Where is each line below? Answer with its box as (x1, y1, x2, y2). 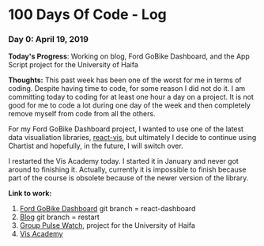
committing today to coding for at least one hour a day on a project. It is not (8, 93, 255, 102)
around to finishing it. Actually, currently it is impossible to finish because (8, 165, 247, 175)
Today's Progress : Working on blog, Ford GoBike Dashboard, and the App (8, 51, 251, 61)
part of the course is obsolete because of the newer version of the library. (8, 173, 249, 183)
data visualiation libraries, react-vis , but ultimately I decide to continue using (8, 133, 257, 142)
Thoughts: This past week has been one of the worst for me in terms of (8, 75, 243, 85)
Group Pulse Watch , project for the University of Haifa (19, 221, 196, 230)
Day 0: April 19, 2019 (8, 34, 89, 45)
